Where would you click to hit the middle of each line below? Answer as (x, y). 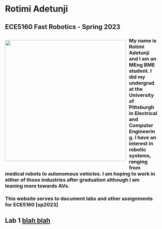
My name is (143, 41)
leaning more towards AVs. (37, 186)
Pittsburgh (142, 107)
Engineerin (142, 131)
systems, (140, 155)
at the (136, 89)
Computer (141, 125)
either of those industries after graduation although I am (72, 180)
